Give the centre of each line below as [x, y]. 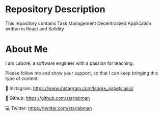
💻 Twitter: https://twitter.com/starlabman [49, 108]
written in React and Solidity [35, 28]
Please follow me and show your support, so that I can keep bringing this [82, 73]
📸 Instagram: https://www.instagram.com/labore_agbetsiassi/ [70, 88]
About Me [26, 49]
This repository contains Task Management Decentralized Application [78, 23]
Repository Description [55, 9]
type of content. [22, 78]
